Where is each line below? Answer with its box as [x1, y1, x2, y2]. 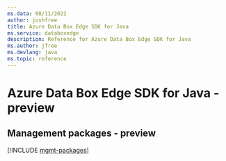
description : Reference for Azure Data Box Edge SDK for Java [7, 36, 191, 43]
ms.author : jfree [7, 42, 58, 49]
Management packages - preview [7, 128, 156, 139]
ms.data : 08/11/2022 [7, 10, 67, 17]
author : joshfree [7, 17, 58, 24]
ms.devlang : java [7, 49, 58, 56]
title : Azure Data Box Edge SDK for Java [7, 23, 129, 30]
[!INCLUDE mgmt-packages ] [7, 146, 89, 154]
